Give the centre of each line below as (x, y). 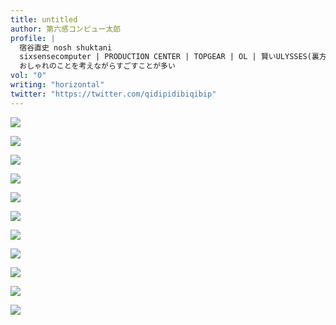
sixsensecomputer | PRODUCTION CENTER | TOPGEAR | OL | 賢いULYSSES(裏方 (173, 57)
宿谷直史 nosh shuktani (66, 47)
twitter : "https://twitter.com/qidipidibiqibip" (113, 94)
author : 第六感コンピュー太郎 (66, 29)
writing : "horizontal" (57, 85)
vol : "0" (28, 76)
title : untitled (44, 19)
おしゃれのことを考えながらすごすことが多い (97, 66)
